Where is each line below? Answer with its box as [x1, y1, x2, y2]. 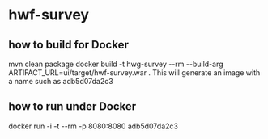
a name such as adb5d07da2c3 [8, 77, 113, 86]
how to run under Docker [8, 99, 137, 114]
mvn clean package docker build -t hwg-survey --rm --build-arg [8, 59, 224, 69]
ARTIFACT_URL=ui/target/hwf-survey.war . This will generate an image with [8, 68, 261, 78]
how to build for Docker [8, 38, 130, 52]
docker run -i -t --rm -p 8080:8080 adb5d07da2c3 [8, 121, 178, 131]
